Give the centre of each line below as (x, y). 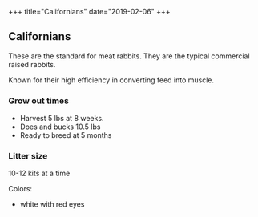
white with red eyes (52, 204)
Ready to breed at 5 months (66, 135)
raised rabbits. (32, 64)
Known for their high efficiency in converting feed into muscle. (111, 80)
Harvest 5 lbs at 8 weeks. (62, 119)
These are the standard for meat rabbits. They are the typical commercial (129, 56)
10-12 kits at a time (39, 173)
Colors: (20, 189)
